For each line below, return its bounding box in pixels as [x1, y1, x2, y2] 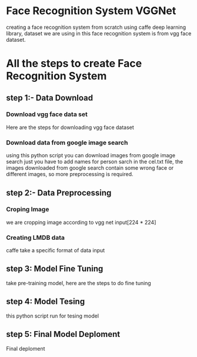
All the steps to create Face [6, 57, 142, 70]
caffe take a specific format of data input [6, 247, 105, 254]
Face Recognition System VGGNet [6, 4, 176, 18]
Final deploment [6, 345, 45, 352]
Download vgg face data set [6, 110, 88, 118]
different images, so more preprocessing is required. [6, 171, 133, 178]
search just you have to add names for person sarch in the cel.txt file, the [6, 158, 183, 166]
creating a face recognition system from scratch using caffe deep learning [6, 24, 186, 31]
